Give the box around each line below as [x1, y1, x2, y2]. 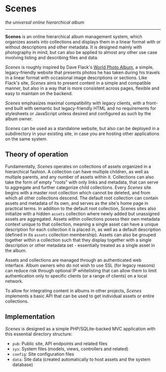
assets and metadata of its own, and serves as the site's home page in [5, 200, 149, 206]
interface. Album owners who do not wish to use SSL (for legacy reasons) [5, 262, 156, 268]
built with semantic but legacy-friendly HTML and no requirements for [14, 105, 157, 111]
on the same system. [5, 136, 48, 141]
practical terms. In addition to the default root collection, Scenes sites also [5, 205, 157, 211]
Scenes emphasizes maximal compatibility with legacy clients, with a [5, 100, 145, 106]
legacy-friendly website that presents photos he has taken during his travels [5, 69, 160, 75]
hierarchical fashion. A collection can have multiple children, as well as [5, 169, 149, 175]
